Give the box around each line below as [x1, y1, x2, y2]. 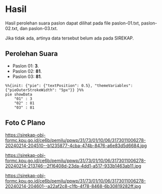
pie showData [5, 91, 32, 97]
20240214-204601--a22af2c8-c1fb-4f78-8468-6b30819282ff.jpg [5, 183, 141, 189]
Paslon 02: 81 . [12, 68, 42, 74]
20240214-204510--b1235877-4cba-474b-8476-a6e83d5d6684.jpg [5, 142, 147, 148]
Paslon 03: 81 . [12, 73, 42, 79]
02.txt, [5, 25, 19, 31]
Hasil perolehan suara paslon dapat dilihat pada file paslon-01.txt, [5, 20, 140, 26]
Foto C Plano [5, 118, 45, 127]
